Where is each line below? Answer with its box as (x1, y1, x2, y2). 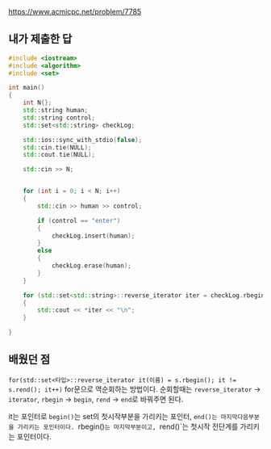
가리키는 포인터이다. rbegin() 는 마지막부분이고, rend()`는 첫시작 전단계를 (17, 422, 239, 431)
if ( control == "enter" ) (37, 216, 121, 224)
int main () (8, 84, 45, 92)
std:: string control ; (23, 113, 95, 122)
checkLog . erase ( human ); (51, 262, 131, 270)
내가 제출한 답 (8, 32, 73, 46)
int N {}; (23, 99, 52, 107)
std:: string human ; (23, 107, 89, 115)
